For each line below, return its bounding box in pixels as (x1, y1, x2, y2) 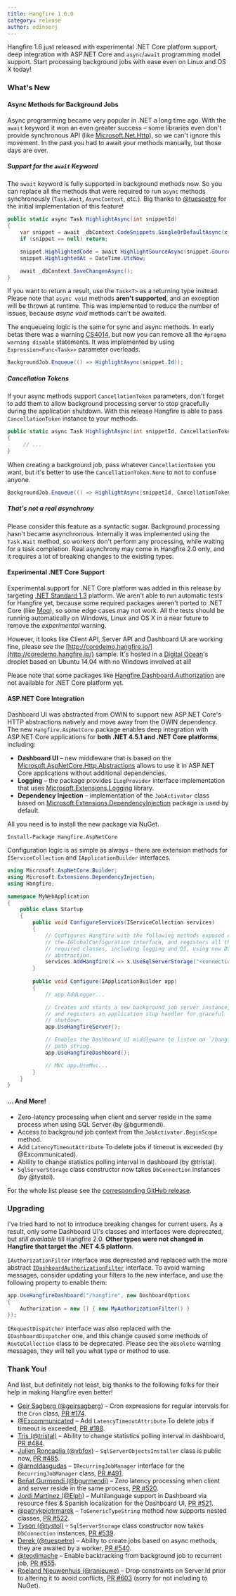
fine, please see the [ (7, 642, 69, 650)
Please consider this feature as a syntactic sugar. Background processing (7, 522, 220, 531)
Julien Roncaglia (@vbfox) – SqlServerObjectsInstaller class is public (17, 1446, 222, 1455)
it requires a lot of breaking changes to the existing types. (7, 552, 174, 560)
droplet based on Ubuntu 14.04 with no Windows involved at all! (7, 657, 192, 666)
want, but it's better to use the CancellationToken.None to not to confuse (7, 468, 216, 476)
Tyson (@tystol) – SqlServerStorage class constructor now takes (17, 1521, 204, 1530)
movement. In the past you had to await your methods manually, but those (7, 138, 222, 147)
